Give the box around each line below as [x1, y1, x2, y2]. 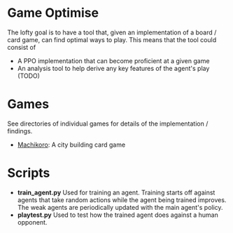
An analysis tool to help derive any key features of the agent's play [17, 64, 210, 72]
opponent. [17, 218, 48, 226]
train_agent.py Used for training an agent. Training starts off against [17, 188, 216, 197]
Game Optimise [7, 5, 99, 21]
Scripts [7, 165, 50, 181]
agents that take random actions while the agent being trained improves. [17, 195, 227, 204]
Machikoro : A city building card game [17, 140, 126, 149]
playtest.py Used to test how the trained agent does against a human [17, 211, 218, 219]
